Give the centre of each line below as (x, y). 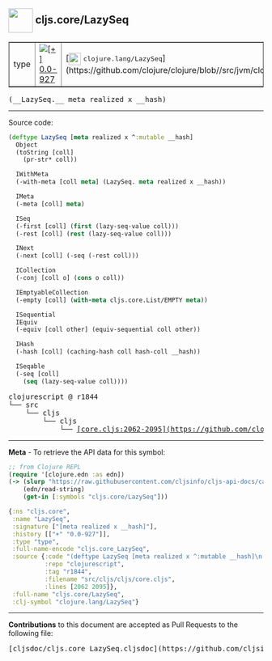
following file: (31, 633)
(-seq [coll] (38, 374)
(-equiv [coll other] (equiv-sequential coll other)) (108, 330)
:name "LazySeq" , (41, 519)
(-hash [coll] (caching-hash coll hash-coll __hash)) (108, 352)
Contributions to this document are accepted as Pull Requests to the (123, 625)
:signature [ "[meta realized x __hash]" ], (85, 527)
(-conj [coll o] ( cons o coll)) (70, 278)
